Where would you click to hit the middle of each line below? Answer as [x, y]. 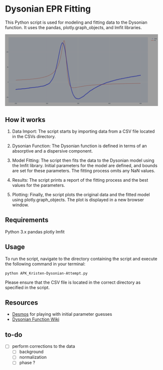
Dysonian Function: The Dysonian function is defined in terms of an [79, 146]
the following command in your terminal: [45, 264]
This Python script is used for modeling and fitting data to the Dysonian [76, 22]
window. [20, 205]
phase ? [27, 363]
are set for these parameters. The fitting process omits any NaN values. [83, 170]
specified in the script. [27, 287]
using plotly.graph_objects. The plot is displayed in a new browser [78, 200]
